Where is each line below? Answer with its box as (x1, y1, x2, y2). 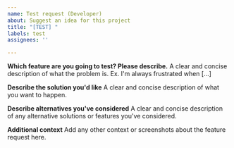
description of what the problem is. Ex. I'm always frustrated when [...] (7, 70, 211, 78)
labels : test (7, 30, 46, 37)
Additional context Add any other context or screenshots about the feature (7, 125, 226, 134)
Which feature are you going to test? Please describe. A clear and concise (7, 62, 228, 70)
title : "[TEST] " (7, 23, 58, 30)
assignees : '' (7, 37, 49, 44)
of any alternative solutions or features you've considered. (7, 112, 178, 121)
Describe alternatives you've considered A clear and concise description (7, 104, 223, 113)
